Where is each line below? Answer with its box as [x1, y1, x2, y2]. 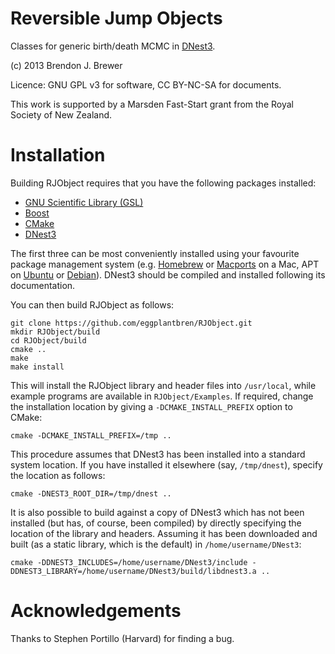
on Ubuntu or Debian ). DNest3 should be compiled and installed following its [10, 268, 326, 281]
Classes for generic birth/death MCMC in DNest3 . [10, 40, 216, 52]
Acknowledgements [10, 600, 182, 622]
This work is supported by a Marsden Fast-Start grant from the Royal [10, 98, 294, 110]
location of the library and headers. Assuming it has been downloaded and [10, 527, 318, 539]
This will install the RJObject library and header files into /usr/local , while [10, 379, 317, 391]
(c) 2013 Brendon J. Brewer [10, 59, 123, 71]
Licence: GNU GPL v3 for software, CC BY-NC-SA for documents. [10, 78, 282, 91]
